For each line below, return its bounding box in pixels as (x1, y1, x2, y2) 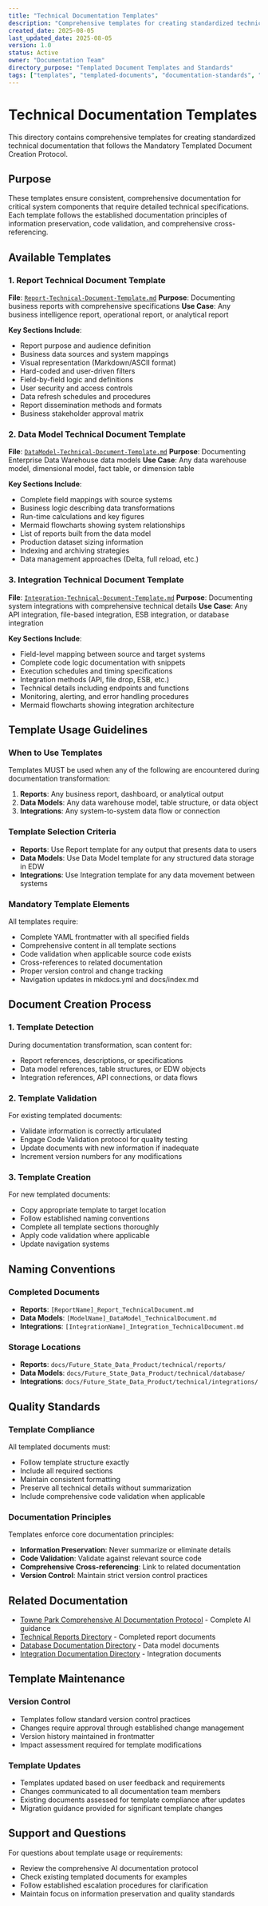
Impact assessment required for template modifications (19, 1740, 202, 1749)
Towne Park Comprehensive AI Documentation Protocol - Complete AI (19, 1615, 251, 1624)
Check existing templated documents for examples (19, 1872, 187, 1881)
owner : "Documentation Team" (8, 57, 105, 65)
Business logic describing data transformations (19, 503, 175, 513)
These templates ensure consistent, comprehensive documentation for (8, 194, 242, 203)
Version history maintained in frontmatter (19, 1731, 156, 1740)
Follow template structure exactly (19, 1457, 130, 1467)
